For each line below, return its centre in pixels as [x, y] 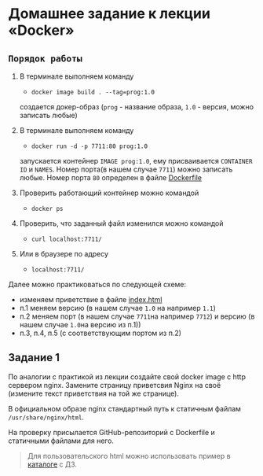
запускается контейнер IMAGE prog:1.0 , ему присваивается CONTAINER [136, 161]
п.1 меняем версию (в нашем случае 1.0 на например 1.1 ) [117, 308]
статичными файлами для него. [61, 441]
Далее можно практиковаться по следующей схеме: [97, 284]
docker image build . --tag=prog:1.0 [93, 92]
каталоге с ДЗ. [52, 464]
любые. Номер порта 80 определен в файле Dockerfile [111, 177]
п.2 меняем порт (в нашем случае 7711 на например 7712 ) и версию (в [137, 316]
